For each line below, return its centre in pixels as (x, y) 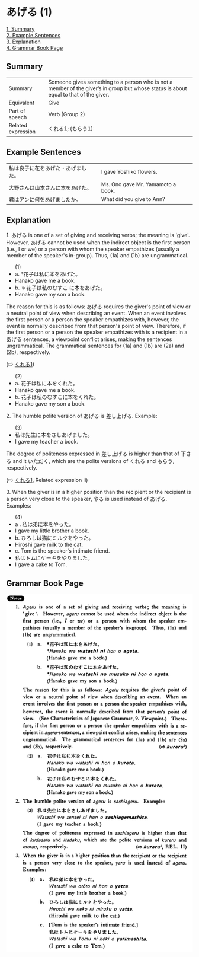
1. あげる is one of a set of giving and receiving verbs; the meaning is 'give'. (98, 235)
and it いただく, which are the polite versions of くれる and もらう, (94, 461)
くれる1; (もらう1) (71, 129)
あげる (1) (29, 12)
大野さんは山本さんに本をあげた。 (50, 187)
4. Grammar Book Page (35, 47)
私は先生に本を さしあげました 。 (54, 435)
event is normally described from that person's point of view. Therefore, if (96, 326)
